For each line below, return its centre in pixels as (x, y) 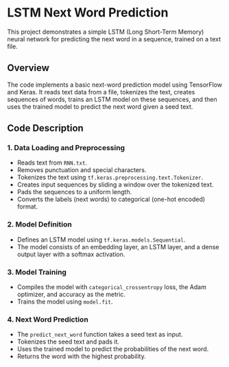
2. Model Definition (39, 224)
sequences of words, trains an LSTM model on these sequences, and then (112, 99)
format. (27, 207)
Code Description (45, 128)
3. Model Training (37, 272)
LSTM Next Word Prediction (88, 13)
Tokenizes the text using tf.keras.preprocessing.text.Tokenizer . (110, 178)
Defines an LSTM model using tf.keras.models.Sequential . (101, 240)
